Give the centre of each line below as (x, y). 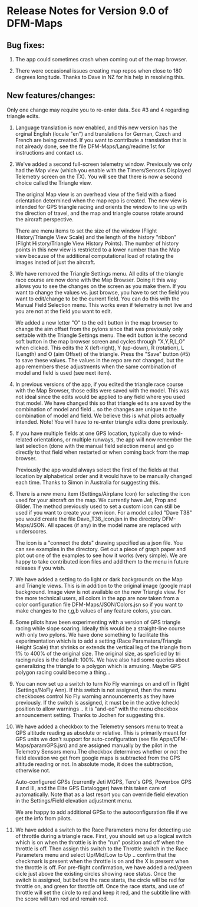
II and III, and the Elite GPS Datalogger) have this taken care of (91, 788)
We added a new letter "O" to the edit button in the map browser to (97, 322)
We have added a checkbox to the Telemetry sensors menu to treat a (99, 726)
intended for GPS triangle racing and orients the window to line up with (101, 207)
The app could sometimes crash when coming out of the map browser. (101, 59)
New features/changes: (51, 96)
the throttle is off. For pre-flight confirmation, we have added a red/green (104, 867)
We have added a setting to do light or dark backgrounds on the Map (99, 579)
